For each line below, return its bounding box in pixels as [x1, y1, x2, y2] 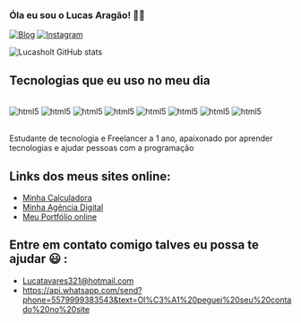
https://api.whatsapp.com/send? [21, 284, 142, 295]
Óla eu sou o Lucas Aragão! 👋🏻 [9, 9, 146, 22]
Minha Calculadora [21, 192, 92, 203]
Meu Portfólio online [21, 211, 97, 222]
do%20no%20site [21, 303, 90, 314]
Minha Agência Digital [21, 202, 104, 213]
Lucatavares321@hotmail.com [21, 275, 134, 286]
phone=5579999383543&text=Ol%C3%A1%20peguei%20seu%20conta [21, 294, 292, 305]
